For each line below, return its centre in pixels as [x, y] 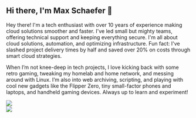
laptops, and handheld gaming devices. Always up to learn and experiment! [97, 92]
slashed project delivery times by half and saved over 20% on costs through [98, 50]
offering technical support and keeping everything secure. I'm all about [92, 37]
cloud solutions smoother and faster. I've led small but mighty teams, [89, 31]
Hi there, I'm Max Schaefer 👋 [59, 11]
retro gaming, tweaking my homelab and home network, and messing [90, 73]
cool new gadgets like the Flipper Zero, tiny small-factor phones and [89, 86]
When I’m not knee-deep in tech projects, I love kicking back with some [92, 67]
